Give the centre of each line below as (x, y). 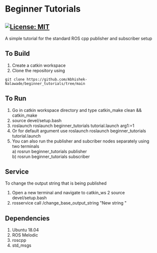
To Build (17, 54)
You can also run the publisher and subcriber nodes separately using (81, 141)
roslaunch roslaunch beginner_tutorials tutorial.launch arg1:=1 (73, 126)
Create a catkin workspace (39, 65)
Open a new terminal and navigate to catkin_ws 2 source (68, 193)
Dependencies (27, 218)
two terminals (26, 146)
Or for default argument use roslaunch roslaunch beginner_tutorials (79, 131)
